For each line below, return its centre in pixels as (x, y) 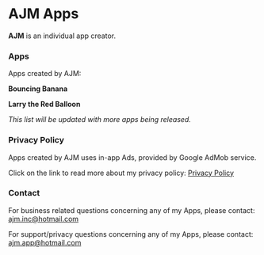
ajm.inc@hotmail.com (44, 219)
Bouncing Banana (38, 89)
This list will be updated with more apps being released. (100, 120)
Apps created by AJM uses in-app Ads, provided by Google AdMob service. (132, 157)
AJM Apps (44, 14)
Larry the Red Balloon (44, 105)
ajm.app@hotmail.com (45, 242)
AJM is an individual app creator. (62, 36)
